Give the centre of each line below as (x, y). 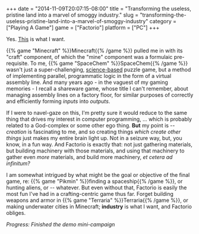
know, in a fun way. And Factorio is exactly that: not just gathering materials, (99, 144)
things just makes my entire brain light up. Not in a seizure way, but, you (94, 138)
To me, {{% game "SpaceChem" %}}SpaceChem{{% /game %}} (109, 63)
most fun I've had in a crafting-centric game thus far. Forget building (90, 194)
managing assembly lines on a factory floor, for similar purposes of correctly (100, 95)
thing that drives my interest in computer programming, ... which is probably (99, 119)
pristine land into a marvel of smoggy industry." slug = (72, 15)
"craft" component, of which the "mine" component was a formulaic (89, 57)
